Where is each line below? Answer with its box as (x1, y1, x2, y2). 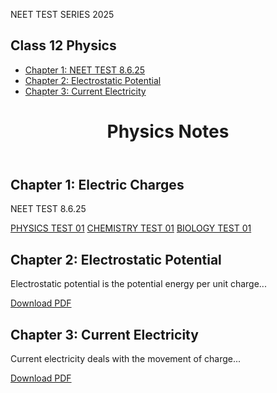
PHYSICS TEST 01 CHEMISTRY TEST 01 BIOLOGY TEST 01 (10, 222, 252, 234)
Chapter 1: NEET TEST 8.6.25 (24, 64, 146, 76)
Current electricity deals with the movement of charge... (10, 353, 242, 365)
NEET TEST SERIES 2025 (10, 9, 115, 20)
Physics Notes (106, 120, 230, 143)
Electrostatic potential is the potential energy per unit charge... (10, 278, 267, 290)
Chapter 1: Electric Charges (10, 177, 185, 193)
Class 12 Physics (10, 37, 117, 54)
